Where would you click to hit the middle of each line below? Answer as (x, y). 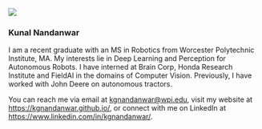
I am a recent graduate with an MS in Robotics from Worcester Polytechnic (131, 50)
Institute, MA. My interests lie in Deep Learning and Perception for (117, 58)
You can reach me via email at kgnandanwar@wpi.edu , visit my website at (131, 99)
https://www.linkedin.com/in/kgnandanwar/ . (81, 117)
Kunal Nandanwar (44, 32)
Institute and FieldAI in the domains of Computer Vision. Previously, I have (130, 75)
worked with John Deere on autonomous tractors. (90, 84)
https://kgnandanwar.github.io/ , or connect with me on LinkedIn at (117, 108)
